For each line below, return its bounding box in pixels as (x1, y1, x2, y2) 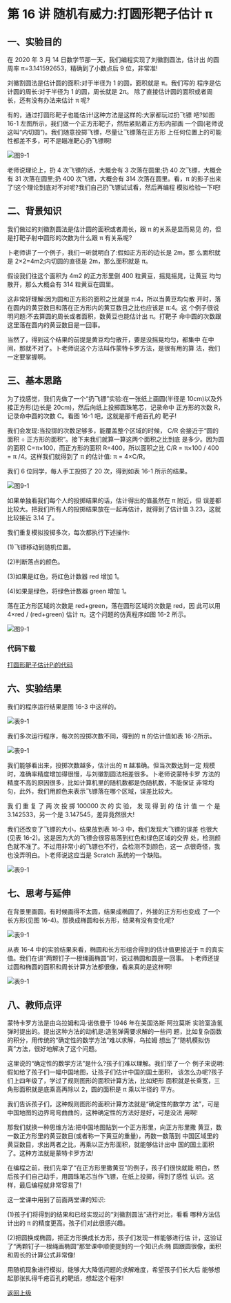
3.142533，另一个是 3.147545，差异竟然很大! (7, 810, 135, 819)
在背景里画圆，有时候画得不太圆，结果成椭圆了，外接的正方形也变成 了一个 (7, 907, 221, 915)
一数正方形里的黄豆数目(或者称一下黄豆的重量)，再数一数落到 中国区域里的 (7, 1132, 219, 1140)
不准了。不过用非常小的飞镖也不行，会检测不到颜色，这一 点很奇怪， (19, 842, 214, 850)
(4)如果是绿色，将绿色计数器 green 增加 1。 (7, 587, 130, 595)
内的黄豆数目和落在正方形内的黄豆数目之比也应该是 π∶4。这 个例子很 (19, 303, 214, 311)
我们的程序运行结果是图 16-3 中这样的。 (7, 702, 121, 711)
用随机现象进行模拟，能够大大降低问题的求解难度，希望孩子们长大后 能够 (7, 1266, 214, 1274)
